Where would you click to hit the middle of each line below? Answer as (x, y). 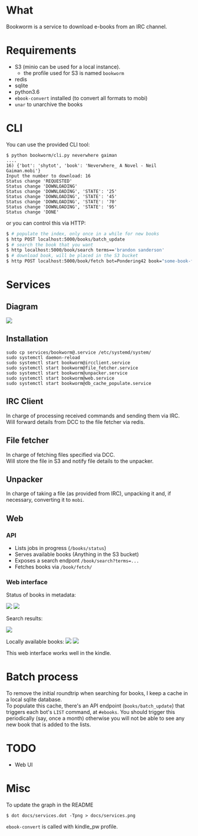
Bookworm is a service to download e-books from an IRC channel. (87, 27)
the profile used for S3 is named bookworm (74, 73)
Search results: (24, 618)
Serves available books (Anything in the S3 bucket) (77, 554)
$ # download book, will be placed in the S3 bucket (72, 256)
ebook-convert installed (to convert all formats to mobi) (81, 98)
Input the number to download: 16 (49, 176)
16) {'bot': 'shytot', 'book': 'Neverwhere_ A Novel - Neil (82, 166)
